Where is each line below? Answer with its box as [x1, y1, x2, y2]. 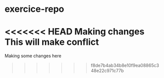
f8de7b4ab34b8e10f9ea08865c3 [91, 63, 160, 69]
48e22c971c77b [91, 68, 124, 74]
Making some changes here [4, 53, 61, 59]
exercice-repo [4, 3, 64, 15]
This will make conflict [4, 37, 100, 48]
